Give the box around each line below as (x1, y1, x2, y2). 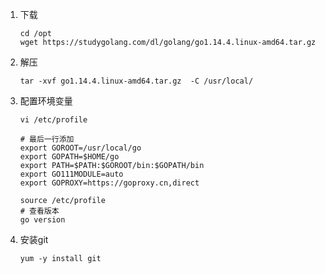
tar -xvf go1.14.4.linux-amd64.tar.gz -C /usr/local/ (19, 76, 254, 86)
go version (19, 215, 66, 225)
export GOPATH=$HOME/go (19, 152, 120, 162)
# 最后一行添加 (19, 134, 75, 144)
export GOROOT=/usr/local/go (19, 143, 142, 153)
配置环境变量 (19, 95, 73, 107)
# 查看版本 (19, 206, 60, 216)
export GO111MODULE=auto (19, 169, 124, 179)
